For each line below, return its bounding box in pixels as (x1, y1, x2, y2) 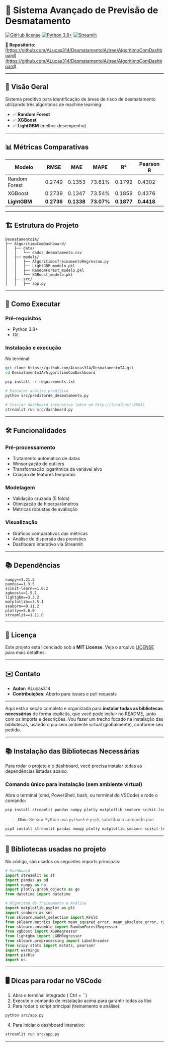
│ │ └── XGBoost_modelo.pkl (5, 272, 73, 277)
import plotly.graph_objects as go (5, 887, 80, 892)
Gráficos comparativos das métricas (12, 530, 88, 536)
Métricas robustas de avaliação (12, 506, 78, 512)
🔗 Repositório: (5, 41, 36, 47)
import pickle (5, 952, 35, 958)
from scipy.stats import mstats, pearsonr (5, 943, 96, 948)
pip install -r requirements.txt (5, 379, 75, 384)
